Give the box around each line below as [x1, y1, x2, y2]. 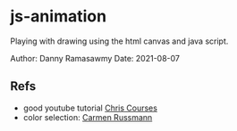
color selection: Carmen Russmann [22, 111, 153, 122]
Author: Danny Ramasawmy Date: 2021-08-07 [10, 53, 181, 63]
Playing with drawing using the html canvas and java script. [10, 36, 229, 46]
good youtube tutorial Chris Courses [22, 102, 157, 113]
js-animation [10, 6, 106, 27]
